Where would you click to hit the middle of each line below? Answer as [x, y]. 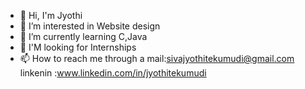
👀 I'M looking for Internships [78, 47]
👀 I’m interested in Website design [90, 26]
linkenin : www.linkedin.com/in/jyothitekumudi [113, 73]
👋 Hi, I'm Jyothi [51, 15]
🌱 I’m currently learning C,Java [83, 36]
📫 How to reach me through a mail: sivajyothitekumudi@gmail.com [157, 58]
